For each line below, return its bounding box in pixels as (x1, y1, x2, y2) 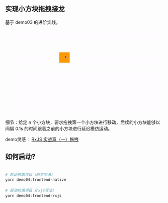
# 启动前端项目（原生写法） (5, 172, 55, 177)
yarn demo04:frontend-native (5, 177, 66, 182)
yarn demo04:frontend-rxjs (5, 193, 62, 198)
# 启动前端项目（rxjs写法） (5, 188, 56, 193)
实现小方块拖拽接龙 (5, 5, 65, 14)
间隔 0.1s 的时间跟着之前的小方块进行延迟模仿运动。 (5, 125, 113, 131)
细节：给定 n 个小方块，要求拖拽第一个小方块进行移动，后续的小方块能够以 (5, 119, 160, 125)
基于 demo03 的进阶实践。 (5, 19, 60, 25)
